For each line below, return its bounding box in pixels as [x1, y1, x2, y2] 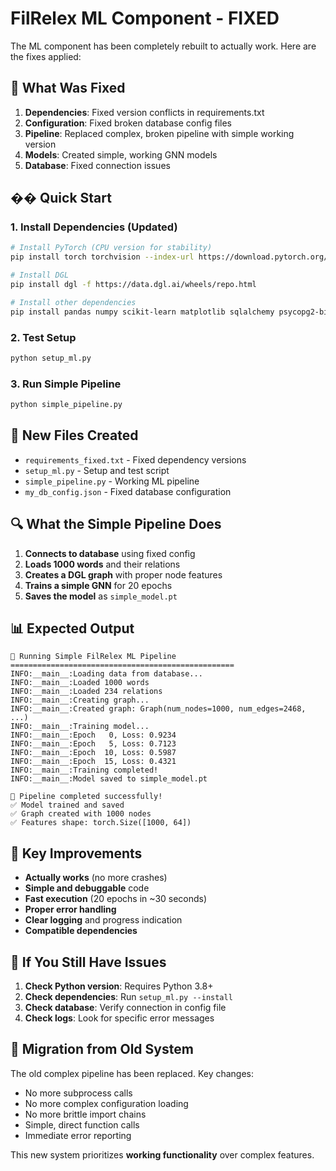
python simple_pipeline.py [10, 400, 123, 410]
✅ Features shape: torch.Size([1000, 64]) [10, 818, 192, 828]
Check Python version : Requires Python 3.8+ [24, 980, 214, 992]
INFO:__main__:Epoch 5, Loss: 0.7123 [10, 739, 177, 749]
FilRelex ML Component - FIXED [10, 7, 280, 30]
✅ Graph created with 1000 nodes [10, 809, 152, 819]
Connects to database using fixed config [24, 547, 196, 559]
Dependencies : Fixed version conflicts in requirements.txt [24, 106, 265, 118]
